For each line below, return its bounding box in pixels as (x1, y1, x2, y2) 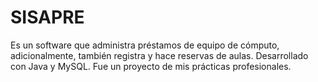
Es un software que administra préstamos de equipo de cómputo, (10, 39, 280, 51)
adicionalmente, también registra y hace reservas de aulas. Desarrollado (10, 49, 309, 61)
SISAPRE (10, 6, 85, 29)
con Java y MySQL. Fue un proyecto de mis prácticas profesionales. (10, 60, 292, 72)
